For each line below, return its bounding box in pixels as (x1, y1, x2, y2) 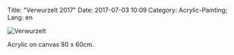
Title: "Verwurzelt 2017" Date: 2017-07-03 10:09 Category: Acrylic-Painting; (7, 6, 228, 14)
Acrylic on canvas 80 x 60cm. (7, 40, 94, 48)
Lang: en (7, 13, 33, 22)
